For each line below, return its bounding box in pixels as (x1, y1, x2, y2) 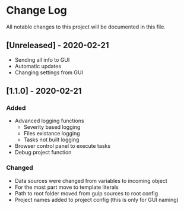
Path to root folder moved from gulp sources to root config (14, 189, 158, 197)
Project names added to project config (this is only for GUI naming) (14, 196, 179, 203)
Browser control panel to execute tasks (14, 142, 111, 150)
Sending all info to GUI (14, 56, 70, 63)
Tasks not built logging (23, 136, 80, 143)
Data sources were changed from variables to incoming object (14, 177, 167, 184)
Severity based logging (23, 123, 81, 131)
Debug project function (14, 149, 72, 156)
